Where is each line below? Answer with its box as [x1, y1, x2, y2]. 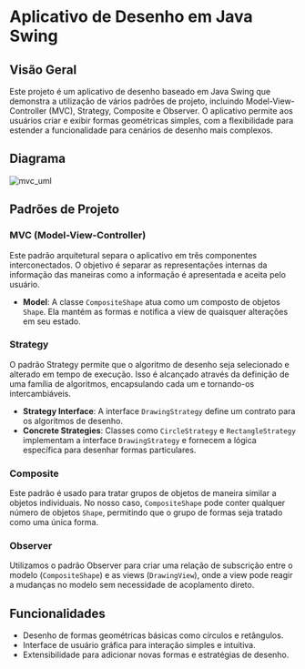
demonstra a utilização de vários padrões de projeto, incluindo [9, 96, 244, 106]
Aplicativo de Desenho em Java [9, 6, 253, 27]
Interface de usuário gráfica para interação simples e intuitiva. [22, 640, 257, 651]
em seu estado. [22, 316, 81, 327]
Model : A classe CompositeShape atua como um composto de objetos [22, 296, 280, 307]
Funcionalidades [9, 605, 107, 621]
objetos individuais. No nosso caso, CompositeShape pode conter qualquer [9, 498, 286, 509]
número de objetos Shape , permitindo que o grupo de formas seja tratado [9, 507, 283, 518]
